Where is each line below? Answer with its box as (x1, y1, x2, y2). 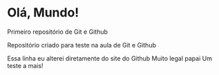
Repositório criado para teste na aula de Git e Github (7, 41, 157, 49)
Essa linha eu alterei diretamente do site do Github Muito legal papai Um (7, 54, 213, 63)
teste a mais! (7, 61, 44, 69)
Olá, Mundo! (7, 5, 79, 21)
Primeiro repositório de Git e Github (7, 28, 108, 36)
